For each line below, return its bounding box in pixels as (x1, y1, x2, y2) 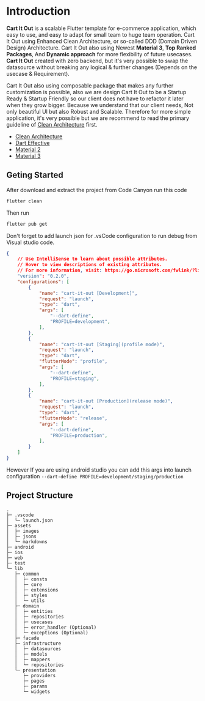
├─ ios (6, 549, 23, 555)
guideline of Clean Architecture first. (6, 121, 98, 128)
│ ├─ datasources (14, 645, 62, 652)
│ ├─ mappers (14, 656, 51, 662)
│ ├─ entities (14, 608, 53, 614)
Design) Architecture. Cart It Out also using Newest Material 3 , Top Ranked (6, 44, 196, 51)
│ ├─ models (14, 651, 48, 657)
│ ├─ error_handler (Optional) (14, 624, 97, 631)
